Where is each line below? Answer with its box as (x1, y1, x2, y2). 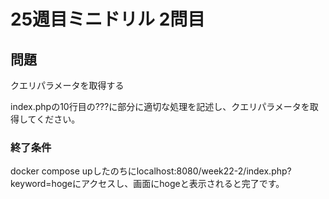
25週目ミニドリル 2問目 (10, 8, 206, 31)
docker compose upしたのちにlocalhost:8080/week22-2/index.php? (10, 165, 292, 177)
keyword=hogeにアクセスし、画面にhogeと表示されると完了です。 (10, 178, 285, 190)
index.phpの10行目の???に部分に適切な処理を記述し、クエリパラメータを (10, 101, 310, 112)
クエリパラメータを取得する (10, 80, 125, 91)
